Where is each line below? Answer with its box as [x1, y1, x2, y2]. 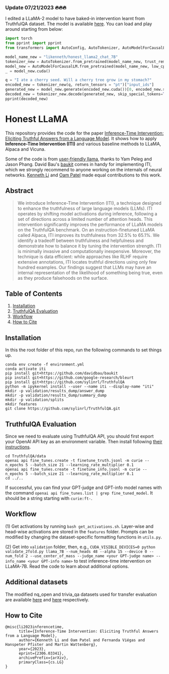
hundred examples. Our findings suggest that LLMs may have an [17, 264, 152, 270]
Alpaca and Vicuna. [5, 146, 46, 152]
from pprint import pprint [5, 41, 62, 46]
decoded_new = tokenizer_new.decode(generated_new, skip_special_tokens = [5, 92, 163, 97]
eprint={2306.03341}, [18, 651, 64, 656]
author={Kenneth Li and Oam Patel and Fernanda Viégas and [18, 638, 145, 643]
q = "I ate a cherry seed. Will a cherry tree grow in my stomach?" [5, 78, 152, 83]
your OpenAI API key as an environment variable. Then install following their [5, 438, 162, 445]
